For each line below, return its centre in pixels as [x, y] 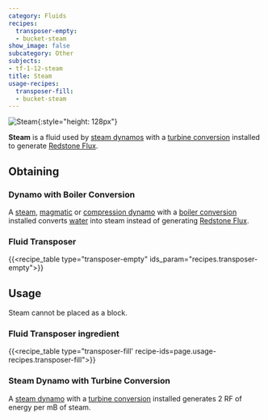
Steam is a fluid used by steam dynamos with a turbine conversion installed [134, 138]
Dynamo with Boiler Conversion [72, 194]
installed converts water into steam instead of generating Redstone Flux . [129, 220]
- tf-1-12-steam [36, 69]
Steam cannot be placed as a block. [68, 313]
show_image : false [39, 46]
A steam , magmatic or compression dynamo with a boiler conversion [123, 212]
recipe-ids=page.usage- [176, 351]
